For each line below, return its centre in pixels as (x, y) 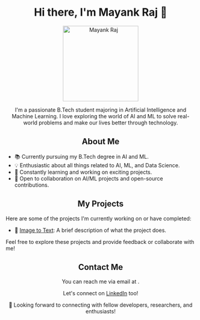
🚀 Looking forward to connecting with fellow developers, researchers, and (101, 305)
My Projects (101, 204)
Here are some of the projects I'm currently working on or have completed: (98, 218)
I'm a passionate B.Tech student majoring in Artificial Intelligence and (101, 110)
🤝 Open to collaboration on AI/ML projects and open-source (89, 178)
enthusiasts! (101, 312)
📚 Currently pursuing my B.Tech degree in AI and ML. (81, 156)
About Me (101, 142)
